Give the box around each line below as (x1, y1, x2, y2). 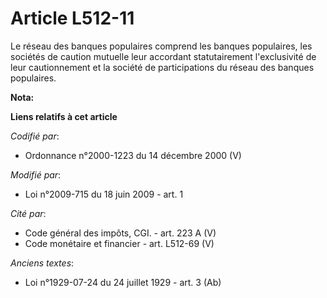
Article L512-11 (10, 7, 135, 30)
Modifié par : (10, 168, 62, 181)
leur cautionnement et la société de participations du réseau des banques (10, 61, 315, 73)
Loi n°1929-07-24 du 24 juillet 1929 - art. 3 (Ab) (24, 276, 222, 288)
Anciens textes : (10, 257, 75, 269)
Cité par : (10, 207, 47, 219)
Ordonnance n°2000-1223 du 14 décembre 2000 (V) (24, 149, 242, 161)
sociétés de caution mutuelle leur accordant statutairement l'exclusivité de (10, 50, 317, 62)
